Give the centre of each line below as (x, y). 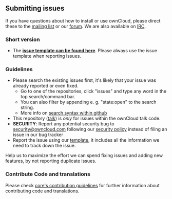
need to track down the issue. (44, 146)
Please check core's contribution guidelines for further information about (83, 185)
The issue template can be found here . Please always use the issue (85, 51)
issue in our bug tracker (38, 135)
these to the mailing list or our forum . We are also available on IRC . (76, 26)
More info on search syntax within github (64, 113)
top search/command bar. (48, 97)
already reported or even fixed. (45, 86)
